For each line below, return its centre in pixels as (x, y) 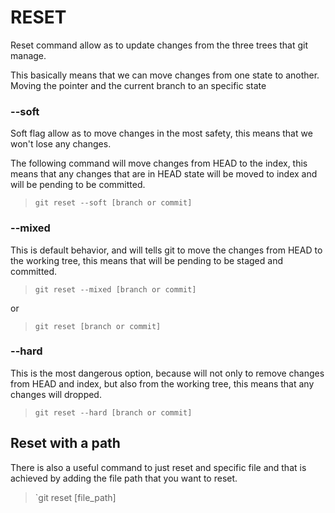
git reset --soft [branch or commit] (113, 203)
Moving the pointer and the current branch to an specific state (138, 85)
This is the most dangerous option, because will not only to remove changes (167, 373)
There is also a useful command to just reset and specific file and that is (158, 467)
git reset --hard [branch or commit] (113, 412)
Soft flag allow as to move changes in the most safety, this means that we (161, 133)
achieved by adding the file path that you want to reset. (124, 478)
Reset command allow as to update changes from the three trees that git (159, 45)
